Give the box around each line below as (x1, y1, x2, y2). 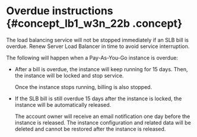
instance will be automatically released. (14, 101, 112, 108)
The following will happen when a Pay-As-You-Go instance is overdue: (6, 54, 178, 61)
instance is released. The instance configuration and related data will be (14, 119, 191, 126)
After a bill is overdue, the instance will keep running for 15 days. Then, (14, 65, 188, 72)
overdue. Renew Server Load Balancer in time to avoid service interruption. (6, 43, 190, 50)
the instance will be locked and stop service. (14, 72, 124, 79)
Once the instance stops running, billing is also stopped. (14, 83, 152, 90)
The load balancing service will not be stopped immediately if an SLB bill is (6, 36, 189, 43)
